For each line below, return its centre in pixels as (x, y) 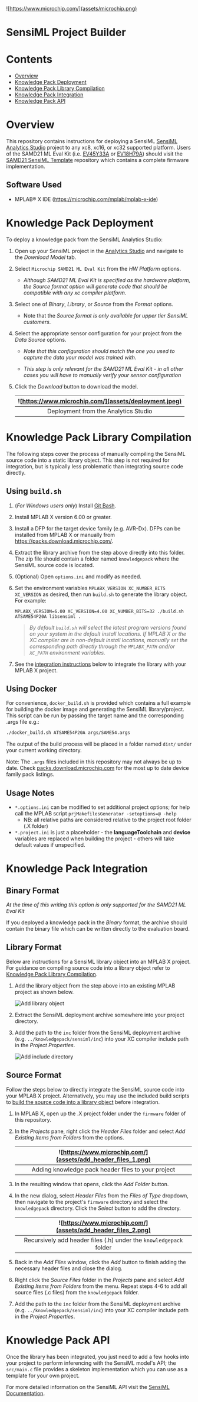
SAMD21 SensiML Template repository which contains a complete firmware (98, 160)
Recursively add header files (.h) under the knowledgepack (103, 1240)
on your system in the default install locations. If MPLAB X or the (108, 634)
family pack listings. (30, 775)
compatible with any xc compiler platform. (75, 293)
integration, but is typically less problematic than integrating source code (95, 466)
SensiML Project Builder (66, 33)
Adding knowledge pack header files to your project (103, 1169)
